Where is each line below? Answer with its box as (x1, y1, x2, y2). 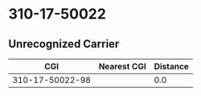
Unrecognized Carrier (8, 37, 120, 51)
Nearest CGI (98, 61, 146, 72)
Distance (154, 61, 189, 72)
